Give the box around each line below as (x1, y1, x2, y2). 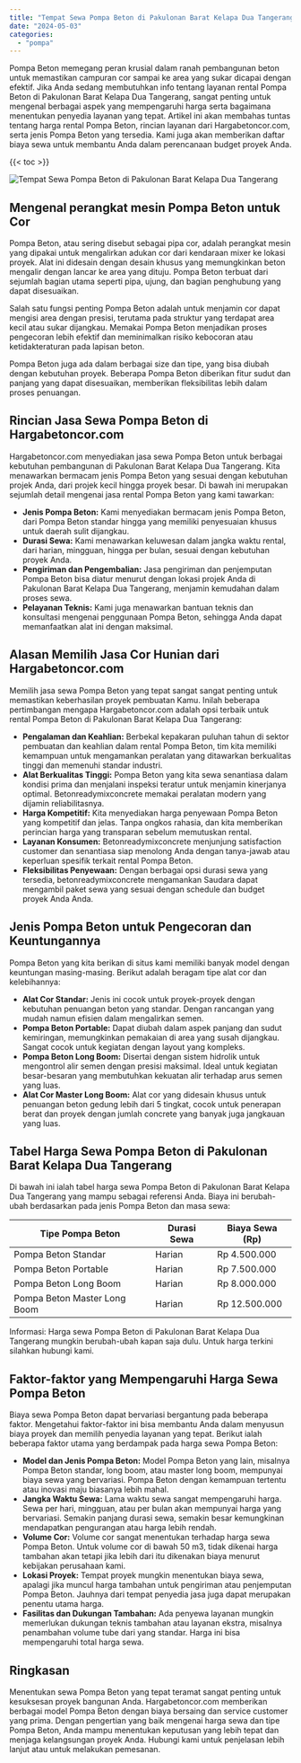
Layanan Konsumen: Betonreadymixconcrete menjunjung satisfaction (21, 836, 282, 847)
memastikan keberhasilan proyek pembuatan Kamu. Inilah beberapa (9, 694, 261, 705)
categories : (9, 30, 54, 39)
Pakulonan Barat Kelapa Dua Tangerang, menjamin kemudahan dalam (21, 583, 279, 594)
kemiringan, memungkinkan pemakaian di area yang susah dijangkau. (21, 1032, 279, 1043)
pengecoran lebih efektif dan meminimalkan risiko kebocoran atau (9, 331, 254, 342)
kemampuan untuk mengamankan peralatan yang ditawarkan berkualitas (21, 750, 292, 761)
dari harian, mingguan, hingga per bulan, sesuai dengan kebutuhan (21, 544, 271, 555)
